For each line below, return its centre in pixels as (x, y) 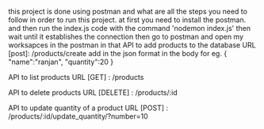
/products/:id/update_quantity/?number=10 (78, 116)
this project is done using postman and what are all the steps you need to (128, 11)
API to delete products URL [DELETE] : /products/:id (93, 93)
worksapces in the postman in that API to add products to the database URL (132, 45)
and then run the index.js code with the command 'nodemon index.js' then (130, 28)
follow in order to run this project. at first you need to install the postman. (127, 20)
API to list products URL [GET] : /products (76, 77)
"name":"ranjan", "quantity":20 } (61, 62)
